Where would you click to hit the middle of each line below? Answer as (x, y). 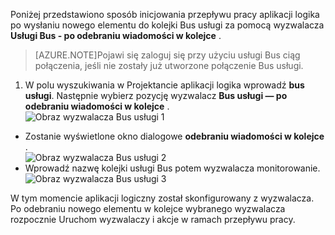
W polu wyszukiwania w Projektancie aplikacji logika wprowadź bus (164, 85)
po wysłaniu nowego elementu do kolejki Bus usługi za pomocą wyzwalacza (167, 25)
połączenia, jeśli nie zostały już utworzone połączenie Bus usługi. (169, 65)
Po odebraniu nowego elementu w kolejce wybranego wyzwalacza (148, 208)
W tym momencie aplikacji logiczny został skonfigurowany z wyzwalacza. (162, 198)
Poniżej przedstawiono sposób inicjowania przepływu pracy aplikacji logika (165, 14)
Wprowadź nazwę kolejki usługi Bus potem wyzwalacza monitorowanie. (172, 168)
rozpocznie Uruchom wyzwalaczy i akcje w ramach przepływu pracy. (153, 219)
